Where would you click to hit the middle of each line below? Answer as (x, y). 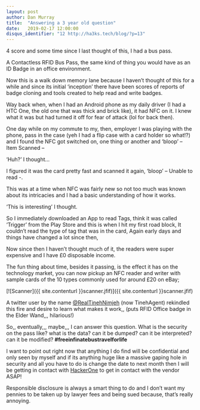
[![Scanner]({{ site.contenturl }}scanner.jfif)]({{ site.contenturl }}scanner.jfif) (100, 291)
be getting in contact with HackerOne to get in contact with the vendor (93, 370)
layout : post (22, 12)
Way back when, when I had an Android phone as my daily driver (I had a (96, 104)
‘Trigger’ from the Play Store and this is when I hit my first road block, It (94, 225)
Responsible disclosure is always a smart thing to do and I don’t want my (96, 388)
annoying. (19, 401)
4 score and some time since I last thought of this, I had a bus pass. (89, 51)
